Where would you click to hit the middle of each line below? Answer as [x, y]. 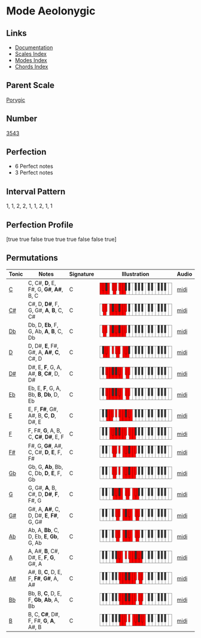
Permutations [32, 258]
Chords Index [31, 66]
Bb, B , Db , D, [43, 394]
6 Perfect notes [34, 167]
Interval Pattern [36, 191]
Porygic [16, 99]
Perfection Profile [40, 225]
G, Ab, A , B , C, [45, 331]
